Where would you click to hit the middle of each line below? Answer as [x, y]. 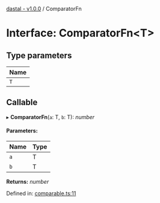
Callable [22, 102]
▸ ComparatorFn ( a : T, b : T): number [51, 117]
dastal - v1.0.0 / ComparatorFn [44, 9]
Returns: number [28, 182]
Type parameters [39, 55]
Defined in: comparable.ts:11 [41, 193]
